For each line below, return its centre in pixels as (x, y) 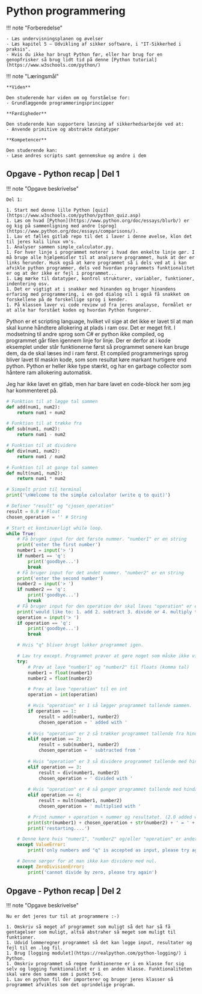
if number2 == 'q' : (41, 590)
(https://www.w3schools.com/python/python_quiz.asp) (74, 215)
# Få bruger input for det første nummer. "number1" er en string (102, 539)
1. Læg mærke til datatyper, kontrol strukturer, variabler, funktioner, (101, 278)
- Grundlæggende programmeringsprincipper (60, 103)
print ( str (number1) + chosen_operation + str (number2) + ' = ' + (112, 823)
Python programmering (66, 11)
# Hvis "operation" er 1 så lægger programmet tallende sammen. (110, 706)
